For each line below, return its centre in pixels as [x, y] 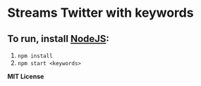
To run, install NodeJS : [58, 39]
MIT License [26, 76]
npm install [35, 56]
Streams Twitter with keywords [100, 13]
